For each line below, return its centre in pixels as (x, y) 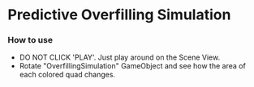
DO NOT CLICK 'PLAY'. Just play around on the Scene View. (120, 57)
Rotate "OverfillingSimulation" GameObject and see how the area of (133, 66)
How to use (30, 40)
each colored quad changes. (67, 75)
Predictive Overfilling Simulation (119, 15)
